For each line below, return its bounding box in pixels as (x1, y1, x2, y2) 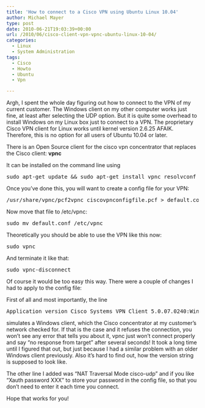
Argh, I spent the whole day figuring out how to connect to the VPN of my (6, 99, 191, 107)
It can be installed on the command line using (6, 162, 121, 169)
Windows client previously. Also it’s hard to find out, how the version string (6, 352, 194, 359)
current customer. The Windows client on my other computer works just (6, 106, 187, 113)
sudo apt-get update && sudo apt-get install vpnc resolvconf (6, 173, 196, 181)
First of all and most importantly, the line (6, 296, 108, 304)
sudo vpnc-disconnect (6, 267, 71, 273)
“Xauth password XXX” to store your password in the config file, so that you (6, 376, 197, 384)
